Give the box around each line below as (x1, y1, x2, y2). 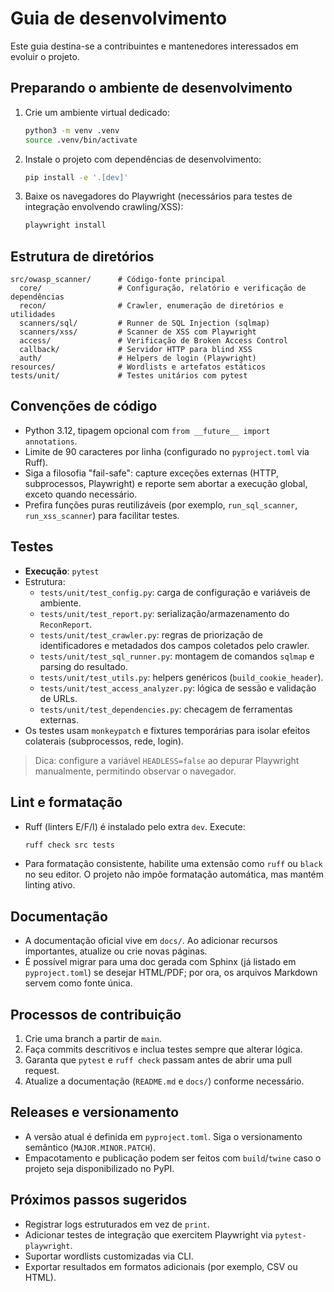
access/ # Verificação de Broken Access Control (19, 336, 288, 346)
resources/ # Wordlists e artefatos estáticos (10, 362, 267, 372)
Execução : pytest (24, 565, 100, 577)
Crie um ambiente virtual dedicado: (24, 106, 170, 118)
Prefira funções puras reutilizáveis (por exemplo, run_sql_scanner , (24, 498, 298, 511)
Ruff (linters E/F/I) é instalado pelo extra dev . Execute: (24, 820, 246, 832)
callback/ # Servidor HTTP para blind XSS (19, 345, 253, 355)
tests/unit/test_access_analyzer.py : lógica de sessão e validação (39, 682, 317, 694)
